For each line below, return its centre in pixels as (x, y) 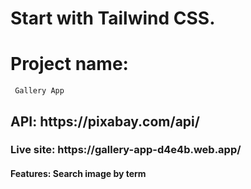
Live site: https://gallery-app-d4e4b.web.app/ (126, 150)
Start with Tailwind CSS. (113, 18)
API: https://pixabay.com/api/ (105, 121)
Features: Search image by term (78, 174)
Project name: (69, 64)
